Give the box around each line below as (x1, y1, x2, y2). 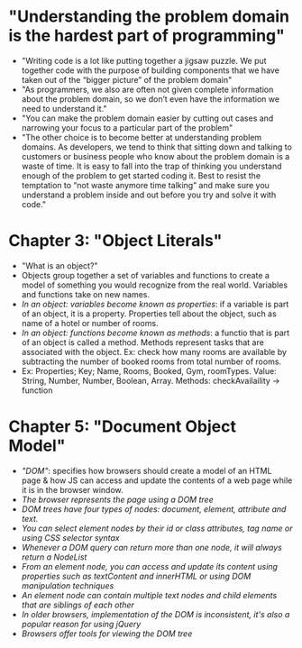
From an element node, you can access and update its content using (21, 561, 279, 571)
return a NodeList (21, 552, 87, 562)
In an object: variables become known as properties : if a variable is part (21, 298, 289, 309)
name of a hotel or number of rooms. (21, 317, 159, 328)
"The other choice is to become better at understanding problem (21, 132, 262, 142)
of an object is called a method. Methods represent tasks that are (21, 336, 265, 348)
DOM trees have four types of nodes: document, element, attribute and (21, 503, 287, 515)
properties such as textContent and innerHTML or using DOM (21, 570, 252, 581)
